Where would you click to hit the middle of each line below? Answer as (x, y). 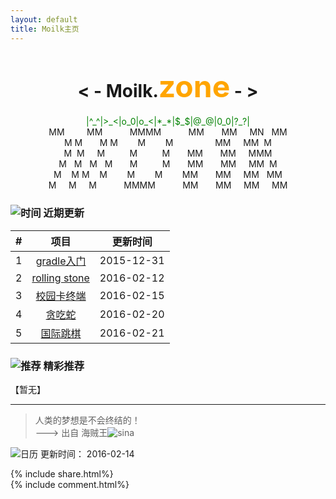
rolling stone (60, 278)
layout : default (44, 19)
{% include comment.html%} (70, 485)
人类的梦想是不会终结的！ (87, 420)
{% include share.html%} (62, 474)
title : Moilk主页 (45, 29)
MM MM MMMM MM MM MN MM (168, 132)
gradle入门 (61, 261)
